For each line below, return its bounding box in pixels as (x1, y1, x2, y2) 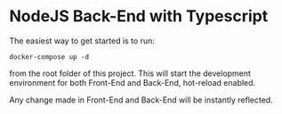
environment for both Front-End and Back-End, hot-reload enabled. (9, 77, 256, 87)
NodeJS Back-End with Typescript (9, 6, 269, 27)
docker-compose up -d (9, 52, 90, 61)
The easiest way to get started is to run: (9, 35, 156, 46)
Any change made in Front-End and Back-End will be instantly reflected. (9, 95, 273, 105)
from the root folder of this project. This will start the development (9, 68, 252, 79)
